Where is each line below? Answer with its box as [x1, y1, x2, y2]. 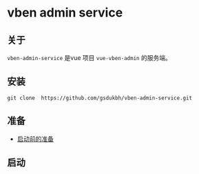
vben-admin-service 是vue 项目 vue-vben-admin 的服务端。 [7, 54, 172, 61]
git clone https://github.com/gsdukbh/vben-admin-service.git [7, 95, 193, 101]
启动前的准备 [17, 135, 54, 143]
